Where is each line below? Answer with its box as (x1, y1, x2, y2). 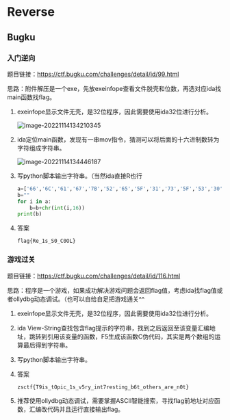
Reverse (7, 4, 55, 20)
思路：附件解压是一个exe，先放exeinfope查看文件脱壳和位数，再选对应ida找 (7, 84, 222, 92)
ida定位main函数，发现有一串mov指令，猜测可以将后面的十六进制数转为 (16, 135, 220, 144)
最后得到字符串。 (23, 341, 72, 349)
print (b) (16, 211, 42, 218)
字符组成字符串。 (16, 144, 66, 152)
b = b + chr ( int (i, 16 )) (29, 205, 86, 211)
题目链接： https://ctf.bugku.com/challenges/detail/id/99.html (7, 70, 179, 78)
